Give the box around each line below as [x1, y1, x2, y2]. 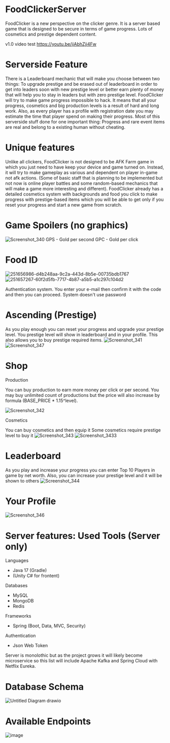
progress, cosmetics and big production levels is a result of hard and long [5, 103, 159, 109]
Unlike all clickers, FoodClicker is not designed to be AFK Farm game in [5, 158, 154, 164]
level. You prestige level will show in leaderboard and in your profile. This [5, 331, 158, 337]
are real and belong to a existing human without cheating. [5, 124, 126, 130]
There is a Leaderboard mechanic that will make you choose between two [5, 75, 160, 82]
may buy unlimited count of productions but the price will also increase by [5, 392, 160, 398]
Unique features [5, 142, 75, 153]
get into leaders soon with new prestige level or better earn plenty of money [5, 86, 164, 92]
